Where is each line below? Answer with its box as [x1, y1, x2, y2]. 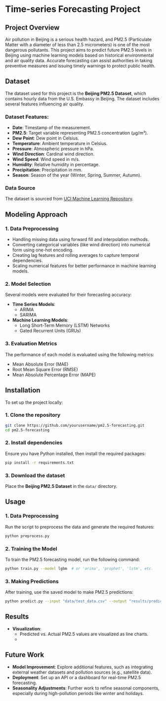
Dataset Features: [5, 113, 49, 120]
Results [5, 613, 29, 621]
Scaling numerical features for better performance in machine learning [12, 263, 156, 269]
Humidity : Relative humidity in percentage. [12, 161, 100, 167]
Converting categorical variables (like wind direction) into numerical [12, 242, 151, 248]
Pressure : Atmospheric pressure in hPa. [12, 146, 94, 152]
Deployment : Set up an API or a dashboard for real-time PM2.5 [12, 674, 141, 680]
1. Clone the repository [5, 411, 61, 418]
